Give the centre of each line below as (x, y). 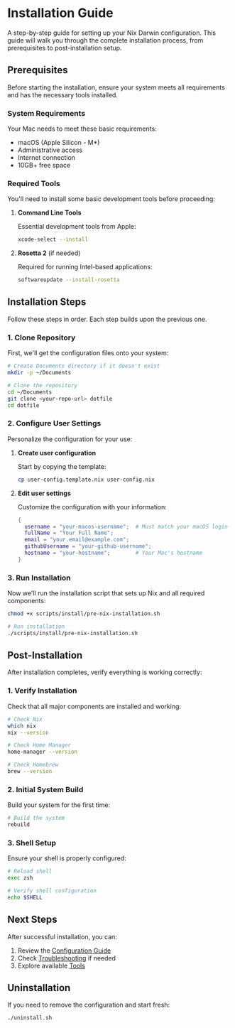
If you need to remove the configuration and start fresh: (89, 1005)
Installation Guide (60, 13)
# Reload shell (30, 872)
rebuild (19, 825)
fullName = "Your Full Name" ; (69, 533)
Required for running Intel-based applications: (85, 267)
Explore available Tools (51, 965)
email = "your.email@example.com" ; (77, 540)
